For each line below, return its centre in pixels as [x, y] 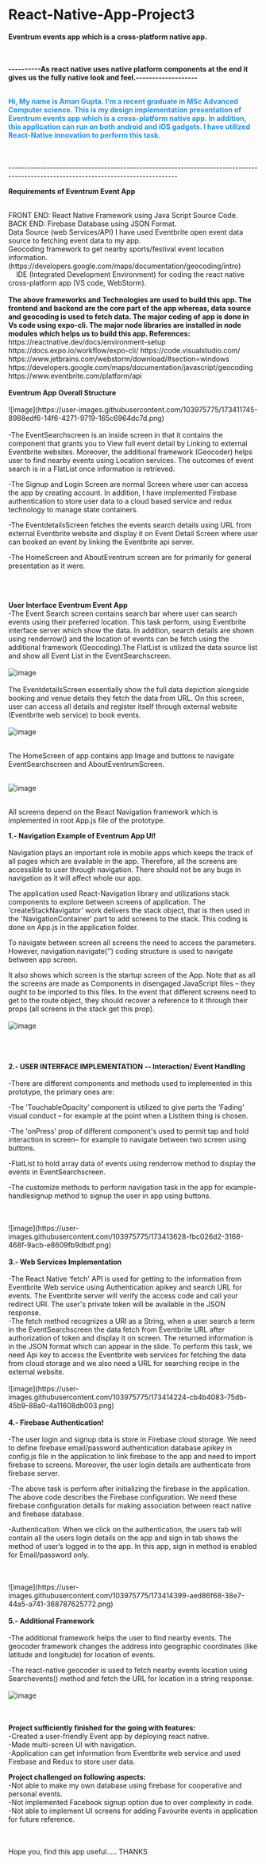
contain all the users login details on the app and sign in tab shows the [123, 1538]
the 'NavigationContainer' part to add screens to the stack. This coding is [128, 918]
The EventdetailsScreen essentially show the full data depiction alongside [129, 689]
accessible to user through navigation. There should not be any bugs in [125, 870]
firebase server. [34, 1473]
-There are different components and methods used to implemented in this [130, 1083]
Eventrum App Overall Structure [62, 392]
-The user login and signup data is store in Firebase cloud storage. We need [132, 1439]
